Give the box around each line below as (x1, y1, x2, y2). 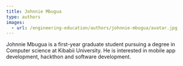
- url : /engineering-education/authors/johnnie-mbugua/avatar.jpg (11, 25, 178, 31)
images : (6, 19, 25, 25)
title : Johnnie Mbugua (6, 8, 62, 15)
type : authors (6, 14, 41, 20)
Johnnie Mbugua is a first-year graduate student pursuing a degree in (6, 41, 175, 48)
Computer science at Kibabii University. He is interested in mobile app (6, 47, 175, 54)
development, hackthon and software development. (6, 53, 131, 60)
